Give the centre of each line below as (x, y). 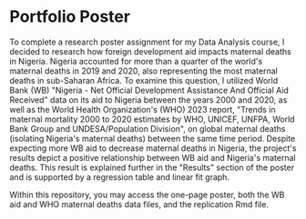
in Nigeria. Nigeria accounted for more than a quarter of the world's (136, 61)
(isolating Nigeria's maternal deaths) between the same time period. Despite (153, 138)
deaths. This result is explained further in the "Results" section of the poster (152, 167)
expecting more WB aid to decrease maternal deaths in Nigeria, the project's (153, 148)
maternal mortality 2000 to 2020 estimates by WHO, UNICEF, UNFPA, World (152, 119)
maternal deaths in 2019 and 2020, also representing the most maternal (143, 71)
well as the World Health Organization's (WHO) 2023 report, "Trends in (143, 109)
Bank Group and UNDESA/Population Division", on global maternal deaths (148, 128)
